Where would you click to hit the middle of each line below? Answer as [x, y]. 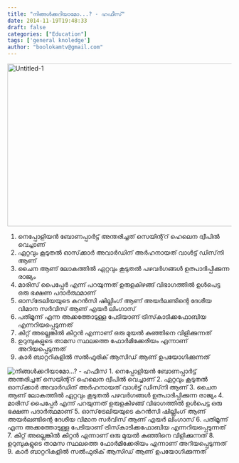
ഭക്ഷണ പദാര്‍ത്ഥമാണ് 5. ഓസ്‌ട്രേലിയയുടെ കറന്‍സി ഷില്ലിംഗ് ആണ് [107, 411]
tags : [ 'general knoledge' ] [49, 41]
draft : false [27, 27]
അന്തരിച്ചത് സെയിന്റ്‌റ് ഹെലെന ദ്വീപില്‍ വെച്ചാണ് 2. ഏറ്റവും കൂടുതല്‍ [108, 379]
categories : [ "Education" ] [47, 34]
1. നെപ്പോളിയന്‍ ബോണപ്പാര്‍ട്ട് [153, 371]
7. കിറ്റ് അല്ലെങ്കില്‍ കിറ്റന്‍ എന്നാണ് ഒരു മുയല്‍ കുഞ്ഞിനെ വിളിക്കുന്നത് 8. [111, 435]
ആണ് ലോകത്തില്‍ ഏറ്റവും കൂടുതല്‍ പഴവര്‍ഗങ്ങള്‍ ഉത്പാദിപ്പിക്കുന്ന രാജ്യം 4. [116, 395]
